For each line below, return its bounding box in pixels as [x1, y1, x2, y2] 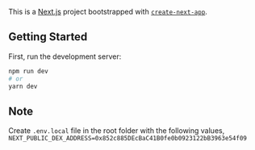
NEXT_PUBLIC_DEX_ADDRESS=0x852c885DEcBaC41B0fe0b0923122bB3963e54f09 [8, 135, 248, 143]
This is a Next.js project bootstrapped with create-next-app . [8, 7, 208, 16]
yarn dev [8, 82, 38, 90]
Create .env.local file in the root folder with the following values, [8, 126, 225, 135]
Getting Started [8, 30, 88, 44]
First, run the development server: [8, 52, 122, 61]
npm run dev [8, 67, 48, 75]
